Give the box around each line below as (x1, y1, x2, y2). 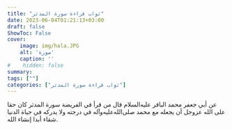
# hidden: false (7, 62, 64, 69)
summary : (7, 68, 33, 75)
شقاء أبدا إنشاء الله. (7, 115, 58, 124)
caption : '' (20, 56, 54, 63)
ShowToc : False (7, 29, 52, 37)
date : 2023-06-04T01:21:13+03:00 (7, 17, 105, 24)
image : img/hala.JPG (20, 42, 79, 49)
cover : (7, 36, 26, 43)
